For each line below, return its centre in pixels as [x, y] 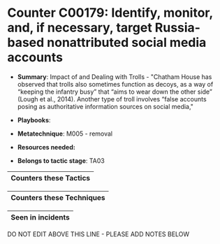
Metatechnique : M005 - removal [65, 134]
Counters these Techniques [58, 197]
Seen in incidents [40, 217]
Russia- [178, 28]
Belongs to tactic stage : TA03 [61, 160]
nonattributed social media [126, 43]
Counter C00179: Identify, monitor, [110, 13]
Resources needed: [46, 147]
